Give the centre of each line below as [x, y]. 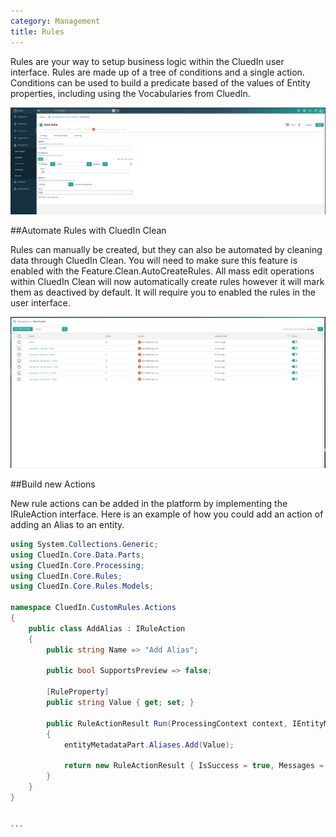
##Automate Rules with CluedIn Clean [88, 231]
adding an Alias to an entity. [67, 524]
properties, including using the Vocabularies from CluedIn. [130, 93]
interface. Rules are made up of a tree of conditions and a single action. [157, 72]
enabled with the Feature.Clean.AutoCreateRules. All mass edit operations [162, 271]
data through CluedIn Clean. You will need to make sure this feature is [154, 261]
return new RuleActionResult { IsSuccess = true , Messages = [194, 766]
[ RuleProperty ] [78, 692]
